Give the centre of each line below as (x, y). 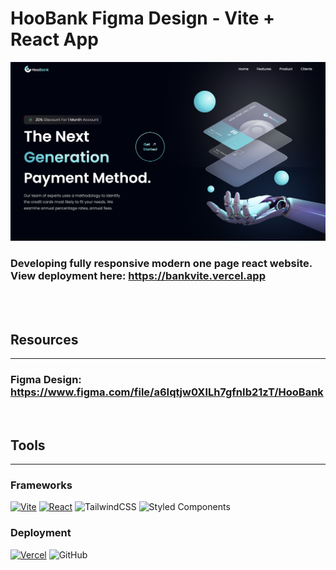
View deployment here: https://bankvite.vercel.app (138, 275)
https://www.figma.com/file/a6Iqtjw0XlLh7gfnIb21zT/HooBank (167, 392)
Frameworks (41, 485)
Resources (44, 339)
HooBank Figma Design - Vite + (142, 18)
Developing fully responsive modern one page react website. (161, 263)
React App (54, 39)
